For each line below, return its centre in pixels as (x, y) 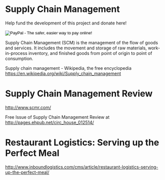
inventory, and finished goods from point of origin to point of (90, 53)
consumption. (19, 58)
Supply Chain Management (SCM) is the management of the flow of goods (82, 42)
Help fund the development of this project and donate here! (66, 23)
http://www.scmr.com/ (28, 107)
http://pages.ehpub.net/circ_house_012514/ (50, 122)
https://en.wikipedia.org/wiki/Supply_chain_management (63, 73)
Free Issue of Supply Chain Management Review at (57, 117)
